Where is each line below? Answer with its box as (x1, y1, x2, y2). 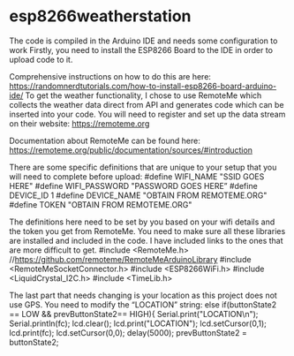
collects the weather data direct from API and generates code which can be (9, 99, 284, 110)
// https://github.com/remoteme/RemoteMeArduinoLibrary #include (9, 254, 252, 264)
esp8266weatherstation (9, 6, 192, 27)
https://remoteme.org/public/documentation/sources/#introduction (9, 144, 253, 155)
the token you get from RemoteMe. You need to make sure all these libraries (9, 225, 286, 236)
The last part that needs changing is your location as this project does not (9, 290, 278, 300)
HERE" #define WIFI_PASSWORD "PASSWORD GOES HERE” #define (9, 180, 258, 191)
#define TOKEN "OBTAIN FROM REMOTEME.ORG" (9, 199, 192, 209)
